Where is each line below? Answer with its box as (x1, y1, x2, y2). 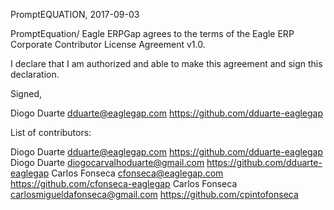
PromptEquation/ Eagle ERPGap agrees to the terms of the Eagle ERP (10, 28, 295, 39)
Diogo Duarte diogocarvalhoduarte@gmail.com (10, 157, 205, 168)
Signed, (10, 88, 42, 99)
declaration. (10, 69, 60, 80)
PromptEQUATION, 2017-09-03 (10, 9, 140, 20)
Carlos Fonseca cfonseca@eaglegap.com (51, 167, 224, 179)
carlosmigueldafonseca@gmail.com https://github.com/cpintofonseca (10, 189, 299, 200)
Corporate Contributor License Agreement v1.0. (10, 39, 206, 50)
